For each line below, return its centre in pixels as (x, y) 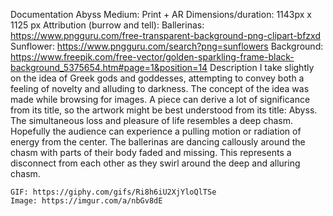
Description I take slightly (262, 67)
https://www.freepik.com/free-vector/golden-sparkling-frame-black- (152, 57)
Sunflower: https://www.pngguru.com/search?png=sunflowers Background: (167, 46)
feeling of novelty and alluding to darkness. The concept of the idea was (160, 88)
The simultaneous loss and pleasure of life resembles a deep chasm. (152, 120)
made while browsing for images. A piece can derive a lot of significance (160, 99)
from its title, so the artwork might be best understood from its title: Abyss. (164, 110)
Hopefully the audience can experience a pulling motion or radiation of (156, 131)
